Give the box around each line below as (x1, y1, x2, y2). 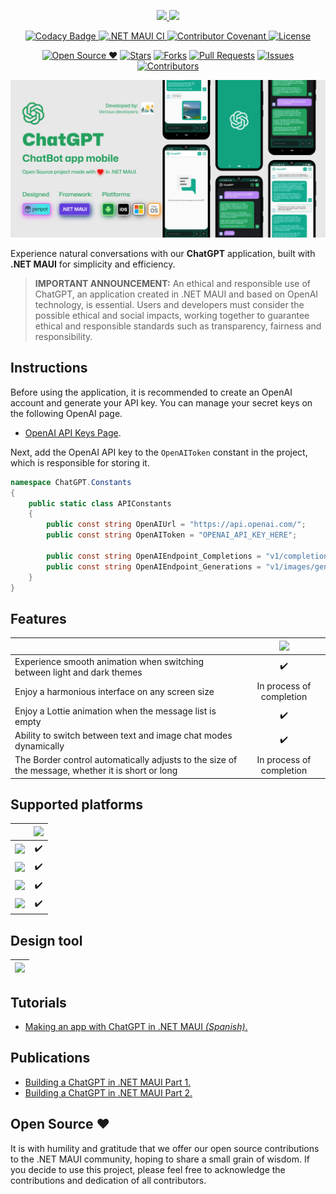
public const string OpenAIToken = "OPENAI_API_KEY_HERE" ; (46, 530, 298, 540)
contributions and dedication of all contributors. (10, 1174, 207, 1186)
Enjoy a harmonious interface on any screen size (14, 685, 215, 697)
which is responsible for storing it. (10, 456, 150, 469)
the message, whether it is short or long (14, 765, 178, 776)
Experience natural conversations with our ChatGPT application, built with (10, 248, 316, 259)
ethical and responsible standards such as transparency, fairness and (34, 320, 322, 332)
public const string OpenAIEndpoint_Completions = (46, 551, 262, 561)
